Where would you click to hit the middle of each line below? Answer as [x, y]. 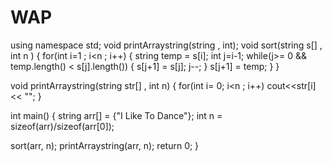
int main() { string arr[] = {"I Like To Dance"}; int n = [116, 115]
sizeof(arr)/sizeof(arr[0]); [62, 126]
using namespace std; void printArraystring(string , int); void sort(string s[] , [166, 45]
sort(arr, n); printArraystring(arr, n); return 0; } [105, 145]
